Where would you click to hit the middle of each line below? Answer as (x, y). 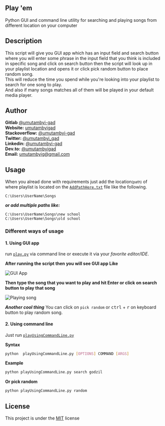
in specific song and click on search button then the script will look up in (79, 63)
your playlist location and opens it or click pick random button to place (77, 68)
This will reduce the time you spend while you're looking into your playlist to (82, 79)
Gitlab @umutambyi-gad (30, 122)
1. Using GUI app (22, 243)
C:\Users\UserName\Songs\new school (43, 214)
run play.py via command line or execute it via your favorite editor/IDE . (77, 254)
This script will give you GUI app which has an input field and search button (82, 53)
